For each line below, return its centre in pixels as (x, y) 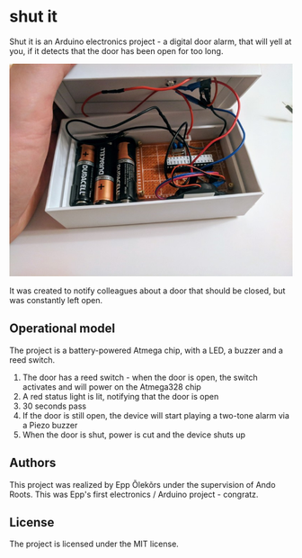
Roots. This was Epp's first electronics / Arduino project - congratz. (134, 494)
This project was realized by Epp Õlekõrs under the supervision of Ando (142, 484)
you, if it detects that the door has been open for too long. (116, 50)
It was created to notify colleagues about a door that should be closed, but (147, 291)
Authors (33, 463)
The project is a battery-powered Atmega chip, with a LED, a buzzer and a (146, 350)
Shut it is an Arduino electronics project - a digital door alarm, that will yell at (151, 41)
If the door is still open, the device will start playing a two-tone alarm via (156, 415)
